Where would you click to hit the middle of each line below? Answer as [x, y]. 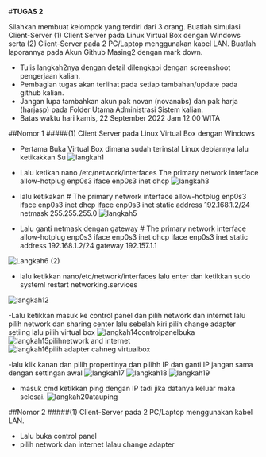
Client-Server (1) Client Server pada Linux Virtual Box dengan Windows [124, 35]
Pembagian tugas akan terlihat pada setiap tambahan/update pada [129, 84]
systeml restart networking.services [78, 284]
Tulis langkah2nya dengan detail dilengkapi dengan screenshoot [125, 67]
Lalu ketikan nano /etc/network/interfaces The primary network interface [139, 173]
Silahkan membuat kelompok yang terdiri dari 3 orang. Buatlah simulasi [124, 27]
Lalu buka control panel [58, 436]
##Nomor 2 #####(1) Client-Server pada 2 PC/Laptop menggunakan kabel [131, 412]
